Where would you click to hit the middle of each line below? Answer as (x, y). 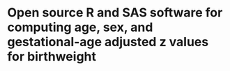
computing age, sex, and (80, 27)
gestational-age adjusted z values (108, 42)
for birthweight (52, 57)
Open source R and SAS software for (115, 13)
